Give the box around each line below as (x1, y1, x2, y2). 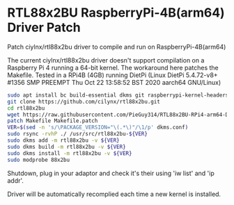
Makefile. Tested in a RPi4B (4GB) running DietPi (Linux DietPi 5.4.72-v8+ (7, 71, 218, 79)
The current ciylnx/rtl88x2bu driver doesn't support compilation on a (7, 56, 205, 64)
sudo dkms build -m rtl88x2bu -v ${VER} (7, 143, 127, 150)
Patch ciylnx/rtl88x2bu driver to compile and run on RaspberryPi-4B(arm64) (7, 42, 226, 51)
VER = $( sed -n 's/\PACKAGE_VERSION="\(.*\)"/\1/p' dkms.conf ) (7, 124, 189, 131)
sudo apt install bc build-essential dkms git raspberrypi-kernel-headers (7, 92, 229, 99)
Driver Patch (7, 19, 81, 35)
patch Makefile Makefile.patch (7, 117, 98, 124)
